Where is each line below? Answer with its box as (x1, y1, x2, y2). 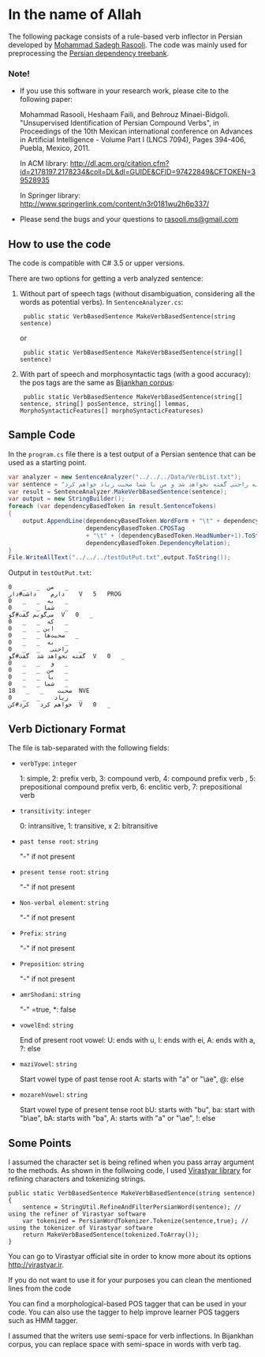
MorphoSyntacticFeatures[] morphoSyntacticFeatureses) (19, 407, 204, 415)
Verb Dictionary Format (8, 722, 126, 735)
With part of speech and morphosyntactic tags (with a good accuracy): (19, 370, 251, 379)
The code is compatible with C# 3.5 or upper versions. (8, 258, 185, 268)
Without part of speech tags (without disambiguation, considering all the (19, 289, 256, 299)
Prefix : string (19, 928, 67, 938)
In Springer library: (19, 191, 81, 201)
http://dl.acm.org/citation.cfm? (69, 159, 170, 168)
